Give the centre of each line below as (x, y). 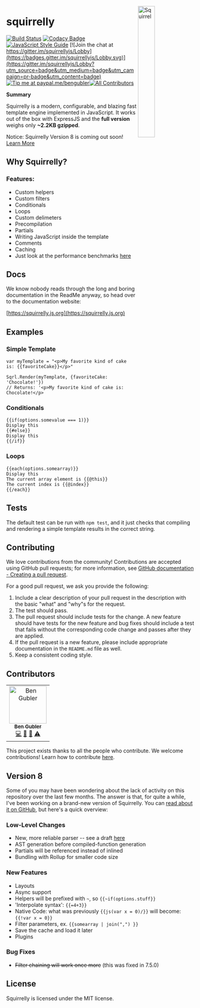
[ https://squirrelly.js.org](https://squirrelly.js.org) (66, 313)
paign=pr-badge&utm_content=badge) (54, 76)
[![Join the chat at (91, 44)
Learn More (21, 143)
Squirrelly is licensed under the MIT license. (60, 998)
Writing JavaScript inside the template (62, 236)
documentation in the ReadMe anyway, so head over (71, 295)
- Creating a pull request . (37, 575)
